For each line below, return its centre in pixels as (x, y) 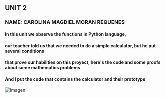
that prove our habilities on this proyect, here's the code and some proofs (83, 62)
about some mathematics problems (43, 68)
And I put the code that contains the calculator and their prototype (75, 79)
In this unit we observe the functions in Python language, (66, 34)
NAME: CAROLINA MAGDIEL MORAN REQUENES (65, 22)
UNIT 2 (16, 8)
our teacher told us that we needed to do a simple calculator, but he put (81, 46)
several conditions (25, 51)
